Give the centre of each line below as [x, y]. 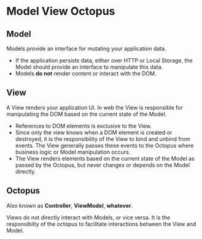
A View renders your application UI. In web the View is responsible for [95, 107]
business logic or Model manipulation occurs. [73, 152]
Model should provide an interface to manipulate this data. [89, 67]
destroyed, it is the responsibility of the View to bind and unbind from [103, 138]
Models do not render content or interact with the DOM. [86, 74]
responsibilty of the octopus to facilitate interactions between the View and [101, 224]
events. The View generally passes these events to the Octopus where [104, 145]
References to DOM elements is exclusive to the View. [84, 126]
